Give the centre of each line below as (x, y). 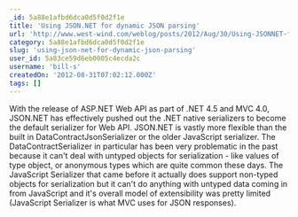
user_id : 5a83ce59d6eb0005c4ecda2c (75, 58)
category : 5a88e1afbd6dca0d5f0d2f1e (77, 42)
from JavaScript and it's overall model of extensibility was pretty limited (140, 193)
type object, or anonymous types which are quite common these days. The (146, 165)
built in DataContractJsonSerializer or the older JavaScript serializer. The (143, 136)
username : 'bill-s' (45, 67)
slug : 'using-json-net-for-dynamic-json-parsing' (103, 50)
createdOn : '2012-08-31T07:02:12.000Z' (83, 75)
